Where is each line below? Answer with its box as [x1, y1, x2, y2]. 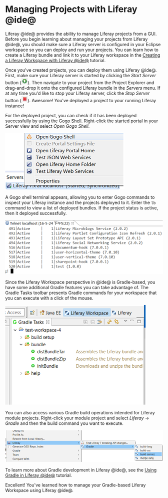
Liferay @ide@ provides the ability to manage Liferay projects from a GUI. [5, 31, 157, 37]
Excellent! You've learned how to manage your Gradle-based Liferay [5, 482, 146, 488]
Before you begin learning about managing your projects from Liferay [5, 36, 148, 42]
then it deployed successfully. [5, 210, 67, 216]
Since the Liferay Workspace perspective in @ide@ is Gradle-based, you [5, 279, 155, 285]
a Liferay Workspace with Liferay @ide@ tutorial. [5, 57, 106, 63]
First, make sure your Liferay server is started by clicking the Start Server [5, 72, 156, 78]
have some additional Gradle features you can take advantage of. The [5, 285, 149, 291]
